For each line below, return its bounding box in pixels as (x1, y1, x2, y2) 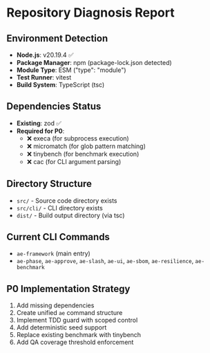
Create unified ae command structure (16, 309, 123, 317)
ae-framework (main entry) (16, 249, 90, 257)
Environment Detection (6, 33, 108, 44)
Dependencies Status (6, 100, 102, 112)
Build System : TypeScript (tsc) (16, 81, 105, 89)
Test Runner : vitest (16, 73, 72, 81)
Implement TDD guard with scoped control (16, 316, 138, 325)
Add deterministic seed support (16, 323, 107, 332)
